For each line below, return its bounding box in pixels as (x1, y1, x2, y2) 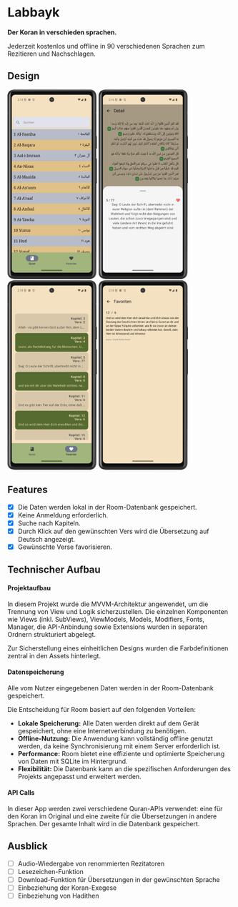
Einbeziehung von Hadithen (17, 891, 99, 900)
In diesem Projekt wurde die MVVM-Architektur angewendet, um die (7, 600, 209, 608)
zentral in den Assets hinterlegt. (7, 651, 101, 660)
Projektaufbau (7, 583, 51, 592)
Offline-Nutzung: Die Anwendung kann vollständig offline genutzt (17, 734, 213, 743)
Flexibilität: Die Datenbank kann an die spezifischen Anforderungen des (17, 764, 231, 773)
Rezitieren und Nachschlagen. (7, 49, 96, 58)
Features (7, 484, 48, 496)
